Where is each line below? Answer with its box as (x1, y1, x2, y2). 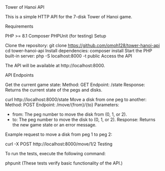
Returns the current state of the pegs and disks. (5, 87, 103, 93)
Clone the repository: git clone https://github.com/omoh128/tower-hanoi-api (5, 43, 160, 48)
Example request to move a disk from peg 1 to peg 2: (5, 131, 113, 137)
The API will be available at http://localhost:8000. (5, 63, 105, 68)
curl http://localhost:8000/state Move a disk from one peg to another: (5, 96, 147, 102)
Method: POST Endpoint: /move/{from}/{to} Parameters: (5, 102, 120, 108)
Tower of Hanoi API (5, 4, 44, 10)
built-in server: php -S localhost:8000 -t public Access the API (5, 53, 132, 59)
